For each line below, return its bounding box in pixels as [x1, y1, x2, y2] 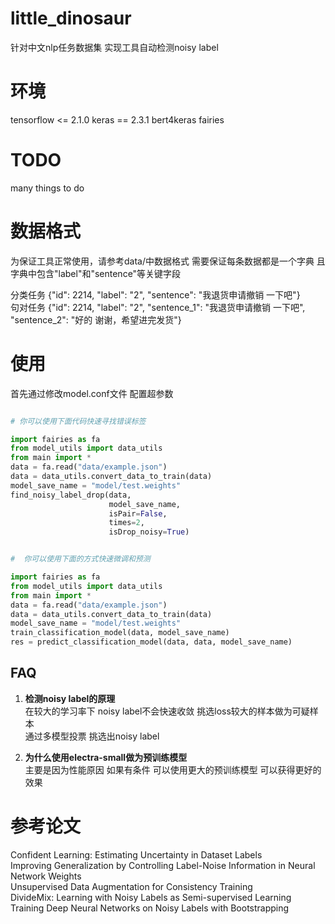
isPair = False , [108, 508, 168, 519]
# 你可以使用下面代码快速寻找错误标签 [10, 416, 147, 426]
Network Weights [10, 870, 82, 882]
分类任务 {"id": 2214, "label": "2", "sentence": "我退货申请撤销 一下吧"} [10, 288, 301, 301]
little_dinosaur [10, 7, 132, 30]
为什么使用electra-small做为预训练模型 [24, 751, 188, 763]
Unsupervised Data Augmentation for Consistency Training [10, 880, 253, 892]
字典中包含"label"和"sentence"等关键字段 [10, 267, 182, 279]
